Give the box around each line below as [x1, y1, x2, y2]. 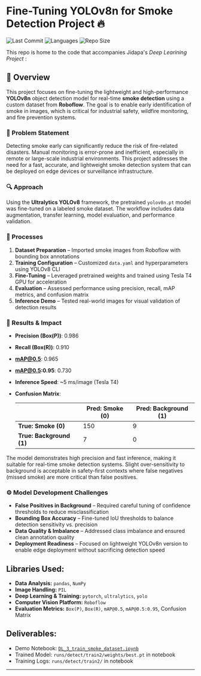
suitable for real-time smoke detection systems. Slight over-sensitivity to [6, 461, 185, 468]
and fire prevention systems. [6, 114, 77, 121]
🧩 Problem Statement [6, 129, 69, 137]
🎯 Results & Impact [6, 318, 62, 327]
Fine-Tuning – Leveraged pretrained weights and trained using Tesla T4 [14, 272, 192, 279]
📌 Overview [6, 72, 50, 83]
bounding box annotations [14, 252, 80, 260]
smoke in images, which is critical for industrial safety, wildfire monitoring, [6, 107, 189, 114]
